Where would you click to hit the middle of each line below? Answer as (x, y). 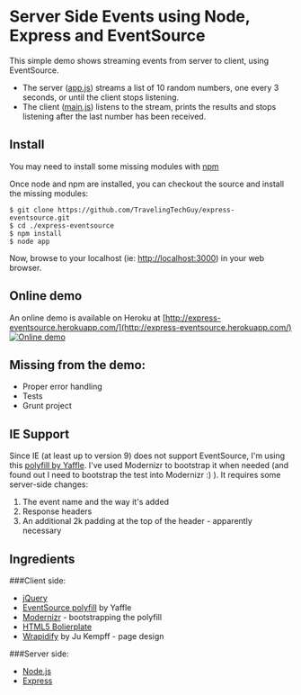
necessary (42, 531)
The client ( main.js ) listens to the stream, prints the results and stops (149, 106)
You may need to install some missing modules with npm (114, 166)
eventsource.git (40, 218)
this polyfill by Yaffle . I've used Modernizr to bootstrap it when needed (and (149, 465)
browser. (26, 267)
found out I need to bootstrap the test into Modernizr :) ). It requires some (145, 475)
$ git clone (31, 210)
